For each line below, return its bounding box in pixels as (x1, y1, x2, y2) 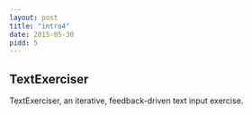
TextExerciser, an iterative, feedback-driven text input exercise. (9, 95, 244, 106)
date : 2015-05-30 (9, 30, 75, 39)
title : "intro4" (9, 22, 70, 31)
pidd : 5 (9, 38, 39, 48)
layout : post (9, 13, 58, 22)
